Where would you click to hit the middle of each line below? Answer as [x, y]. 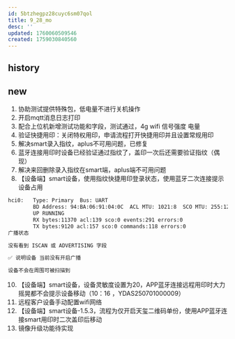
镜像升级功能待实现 [46, 329]
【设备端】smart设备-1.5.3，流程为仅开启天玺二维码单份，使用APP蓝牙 [120, 311]
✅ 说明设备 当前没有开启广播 [45, 258]
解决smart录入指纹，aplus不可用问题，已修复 [83, 144]
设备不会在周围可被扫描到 [39, 271]
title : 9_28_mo [30, 20]
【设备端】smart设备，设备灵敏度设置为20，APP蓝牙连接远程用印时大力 [122, 285]
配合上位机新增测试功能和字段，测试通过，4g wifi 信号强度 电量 [109, 127]
